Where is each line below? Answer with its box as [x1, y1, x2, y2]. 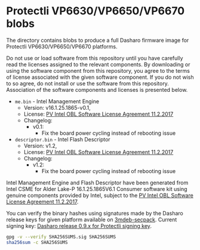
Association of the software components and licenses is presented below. [6, 86, 188, 93]
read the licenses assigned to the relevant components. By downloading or [6, 61, 190, 68]
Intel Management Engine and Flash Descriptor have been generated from [6, 179, 189, 186]
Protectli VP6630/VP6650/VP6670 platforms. [6, 43, 118, 50]
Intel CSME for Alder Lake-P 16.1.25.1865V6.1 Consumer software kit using [6, 185, 187, 192]
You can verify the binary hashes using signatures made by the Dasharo [6, 209, 183, 217]
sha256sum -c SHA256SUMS [6, 239, 68, 245]
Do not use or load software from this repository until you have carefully [6, 54, 183, 61]
